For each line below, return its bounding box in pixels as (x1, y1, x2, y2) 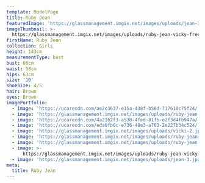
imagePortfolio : (6, 99, 48, 106)
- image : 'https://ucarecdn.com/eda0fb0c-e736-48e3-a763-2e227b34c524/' (12, 123, 201, 129)
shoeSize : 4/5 (6, 83, 43, 89)
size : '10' (6, 77, 34, 83)
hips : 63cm (6, 71, 34, 77)
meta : (6, 162, 20, 168)
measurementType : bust (6, 54, 64, 60)
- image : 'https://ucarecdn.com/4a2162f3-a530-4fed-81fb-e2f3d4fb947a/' (12, 117, 201, 123)
